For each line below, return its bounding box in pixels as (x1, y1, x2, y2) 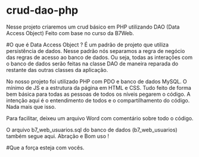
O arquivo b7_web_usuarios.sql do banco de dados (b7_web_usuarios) (6, 126, 178, 133)
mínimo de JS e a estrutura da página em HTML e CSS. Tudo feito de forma (6, 84, 192, 91)
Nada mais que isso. (6, 103, 57, 110)
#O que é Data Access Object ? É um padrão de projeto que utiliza (6, 41, 169, 48)
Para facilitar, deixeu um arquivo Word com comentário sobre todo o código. (6, 114, 194, 122)
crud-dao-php (6, 4, 79, 17)
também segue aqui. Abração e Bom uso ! (6, 132, 109, 140)
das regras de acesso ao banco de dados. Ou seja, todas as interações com (6, 54, 193, 61)
